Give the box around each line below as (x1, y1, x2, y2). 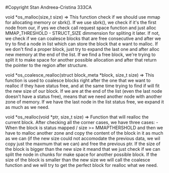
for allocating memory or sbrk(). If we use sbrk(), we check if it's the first (5, 20, 156, 25)
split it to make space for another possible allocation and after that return (5, 57, 157, 63)
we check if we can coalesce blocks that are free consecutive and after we (5, 35, 161, 41)
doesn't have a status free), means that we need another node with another (5, 93, 162, 99)
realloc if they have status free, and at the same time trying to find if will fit (5, 83, 160, 89)
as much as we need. (5, 104, 49, 110)
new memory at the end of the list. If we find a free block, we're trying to (5, 51, 156, 57)
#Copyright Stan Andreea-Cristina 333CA (5, 5, 92, 10)
